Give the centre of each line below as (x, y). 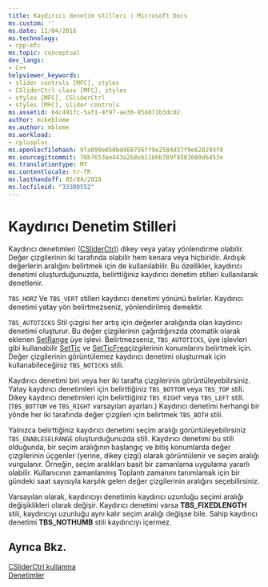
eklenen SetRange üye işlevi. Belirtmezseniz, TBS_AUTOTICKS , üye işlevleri (128, 339)
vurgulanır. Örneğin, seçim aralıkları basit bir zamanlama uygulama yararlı (129, 464)
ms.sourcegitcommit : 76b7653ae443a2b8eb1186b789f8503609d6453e (116, 157)
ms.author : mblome (39, 127)
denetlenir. (26, 283)
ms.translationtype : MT (48, 165)
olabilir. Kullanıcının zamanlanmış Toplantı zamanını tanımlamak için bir (124, 472)
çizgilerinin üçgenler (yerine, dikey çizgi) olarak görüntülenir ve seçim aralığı (134, 455)
